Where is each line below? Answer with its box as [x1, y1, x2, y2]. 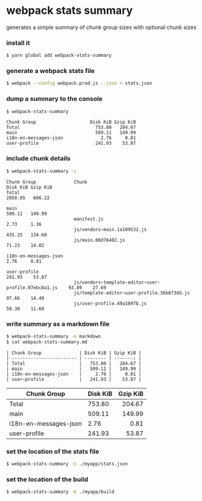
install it [6, 39, 30, 47]
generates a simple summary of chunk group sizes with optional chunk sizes [6, 24, 197, 31]
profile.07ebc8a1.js [6, 284, 58, 290]
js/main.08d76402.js [73, 237, 125, 243]
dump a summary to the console [6, 95, 103, 103]
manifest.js [73, 215, 104, 222]
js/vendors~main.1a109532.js [73, 226, 147, 232]
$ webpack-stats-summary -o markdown [6, 333, 101, 339]
